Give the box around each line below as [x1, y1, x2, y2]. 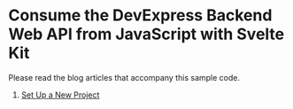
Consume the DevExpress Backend [8, 5, 273, 26]
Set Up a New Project [20, 90, 100, 100]
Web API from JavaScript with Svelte [8, 24, 285, 44]
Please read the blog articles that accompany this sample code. [8, 72, 241, 82]
